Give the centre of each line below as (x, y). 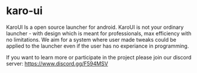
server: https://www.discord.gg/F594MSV (57, 64)
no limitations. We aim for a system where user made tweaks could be (91, 39)
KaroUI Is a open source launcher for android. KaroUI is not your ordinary (95, 27)
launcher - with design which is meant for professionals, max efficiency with (99, 33)
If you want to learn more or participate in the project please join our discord (99, 57)
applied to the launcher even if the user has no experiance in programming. (98, 46)
